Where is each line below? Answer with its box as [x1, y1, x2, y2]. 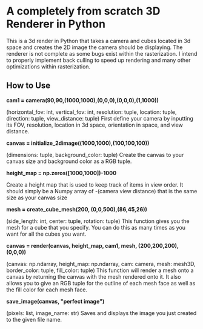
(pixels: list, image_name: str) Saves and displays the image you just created [6, 309, 197, 316]
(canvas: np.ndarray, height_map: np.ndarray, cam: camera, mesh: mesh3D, [6, 260, 196, 267]
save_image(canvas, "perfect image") [6, 297, 105, 305]
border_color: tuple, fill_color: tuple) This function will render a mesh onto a [6, 267, 194, 274]
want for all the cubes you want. [6, 230, 87, 238]
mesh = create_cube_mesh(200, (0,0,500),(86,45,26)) [6, 205, 147, 213]
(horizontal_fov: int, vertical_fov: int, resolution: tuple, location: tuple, [6, 108, 177, 116]
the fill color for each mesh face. [6, 286, 88, 293]
